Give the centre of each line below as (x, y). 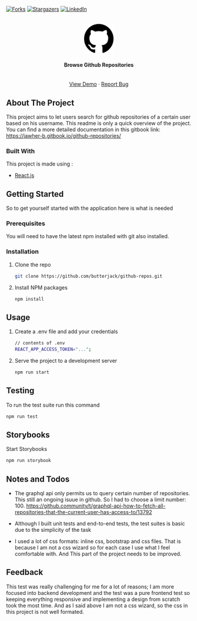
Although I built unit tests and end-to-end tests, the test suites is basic (100, 524)
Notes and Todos (38, 479)
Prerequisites (26, 223)
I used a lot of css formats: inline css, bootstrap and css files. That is (98, 541)
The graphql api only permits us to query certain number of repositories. (102, 493)
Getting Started (35, 194)
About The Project (40, 103)
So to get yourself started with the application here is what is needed (90, 208)
